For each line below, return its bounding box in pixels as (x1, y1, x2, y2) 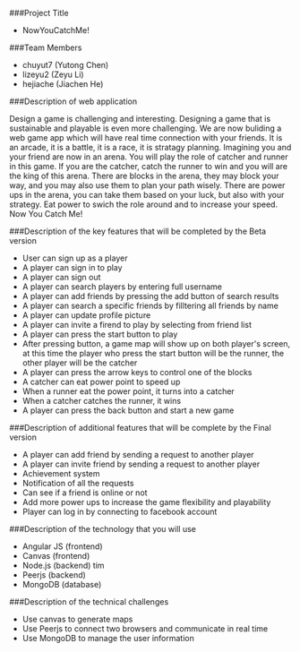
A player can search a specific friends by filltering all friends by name (21, 300, 279, 311)
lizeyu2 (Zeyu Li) (21, 69, 84, 80)
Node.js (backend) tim (21, 560, 105, 570)
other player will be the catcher (21, 357, 138, 368)
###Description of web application (9, 96, 138, 107)
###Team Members (9, 42, 82, 53)
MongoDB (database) (21, 579, 102, 589)
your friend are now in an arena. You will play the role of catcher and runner (9, 151, 288, 162)
